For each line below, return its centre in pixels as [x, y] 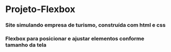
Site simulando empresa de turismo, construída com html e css [85, 25]
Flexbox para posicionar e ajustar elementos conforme [75, 39]
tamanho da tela [26, 45]
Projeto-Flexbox [40, 9]
